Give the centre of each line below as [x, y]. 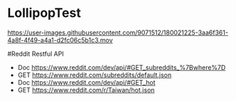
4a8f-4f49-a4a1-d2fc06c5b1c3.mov [60, 40]
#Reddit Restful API [36, 54]
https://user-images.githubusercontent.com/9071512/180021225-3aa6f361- [118, 32]
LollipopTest [44, 13]
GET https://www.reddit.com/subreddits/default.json [95, 75]
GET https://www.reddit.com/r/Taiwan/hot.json [86, 90]
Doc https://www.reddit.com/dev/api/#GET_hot [86, 82]
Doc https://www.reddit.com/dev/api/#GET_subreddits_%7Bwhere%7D [122, 67]
